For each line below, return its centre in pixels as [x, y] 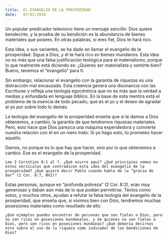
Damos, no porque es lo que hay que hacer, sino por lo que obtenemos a [80, 147]
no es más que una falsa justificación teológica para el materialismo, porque [84, 60]
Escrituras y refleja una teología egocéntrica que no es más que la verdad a [83, 91]
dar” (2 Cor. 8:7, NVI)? [31, 175]
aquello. [14, 138]
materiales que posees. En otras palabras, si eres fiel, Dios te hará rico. [78, 39]
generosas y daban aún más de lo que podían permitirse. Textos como [78, 190]
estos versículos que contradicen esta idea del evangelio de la [75, 166]
